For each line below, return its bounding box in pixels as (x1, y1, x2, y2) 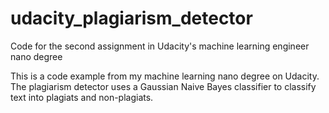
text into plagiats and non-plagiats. (10, 91, 154, 103)
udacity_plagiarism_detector (10, 7, 253, 30)
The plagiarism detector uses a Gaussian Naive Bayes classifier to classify (10, 80, 317, 92)
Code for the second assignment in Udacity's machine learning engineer (10, 40, 310, 52)
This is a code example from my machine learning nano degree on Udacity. (10, 70, 320, 82)
